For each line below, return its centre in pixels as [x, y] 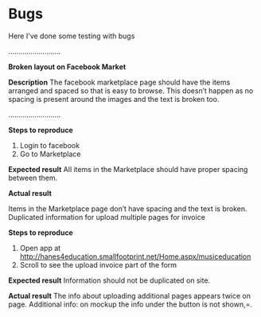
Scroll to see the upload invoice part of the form [98, 264]
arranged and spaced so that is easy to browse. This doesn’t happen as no [131, 90]
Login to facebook [50, 145]
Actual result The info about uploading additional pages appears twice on [130, 295]
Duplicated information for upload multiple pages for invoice [107, 217]
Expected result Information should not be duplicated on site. [109, 280]
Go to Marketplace [50, 154]
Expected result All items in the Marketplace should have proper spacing [128, 169]
